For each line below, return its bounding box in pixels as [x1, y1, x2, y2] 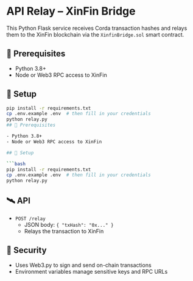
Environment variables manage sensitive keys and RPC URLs [15, 268, 168, 275]
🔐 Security [6, 245, 47, 255]
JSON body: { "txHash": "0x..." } [24, 221, 114, 228]
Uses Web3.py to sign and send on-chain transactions [15, 261, 152, 269]
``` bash [6, 160, 26, 167]
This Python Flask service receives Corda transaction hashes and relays [6, 24, 188, 32]
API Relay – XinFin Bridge [6, 4, 136, 18]
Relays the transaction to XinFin [24, 227, 104, 235]
